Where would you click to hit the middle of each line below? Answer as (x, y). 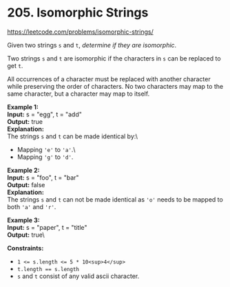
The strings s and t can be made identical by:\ (72, 136)
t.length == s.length (48, 269)
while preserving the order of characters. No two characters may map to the (115, 86)
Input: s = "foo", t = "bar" (43, 178)
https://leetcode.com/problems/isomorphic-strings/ (80, 32)
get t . (15, 65)
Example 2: (23, 170)
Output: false (26, 184)
